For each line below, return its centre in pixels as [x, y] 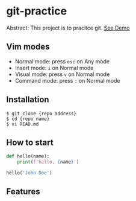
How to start [30, 142]
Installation [28, 100]
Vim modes [28, 47]
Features [23, 192]
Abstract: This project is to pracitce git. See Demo [68, 28]
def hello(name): [28, 156]
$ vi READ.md [23, 124]
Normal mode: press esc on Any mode [62, 61]
